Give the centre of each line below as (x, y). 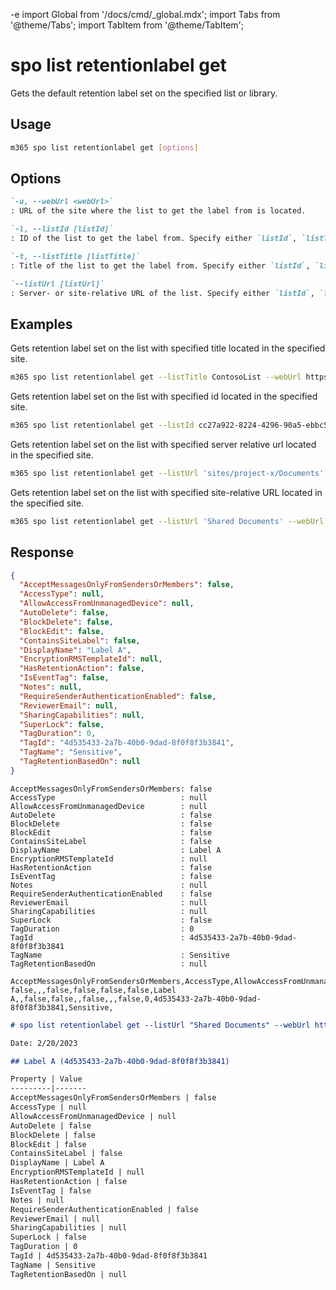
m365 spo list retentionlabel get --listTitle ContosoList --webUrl (156, 377)
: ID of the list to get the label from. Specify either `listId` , (154, 239)
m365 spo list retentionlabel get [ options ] (104, 147)
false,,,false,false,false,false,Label (93, 990)
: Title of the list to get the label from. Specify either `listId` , (160, 265)
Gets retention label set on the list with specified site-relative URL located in (166, 492)
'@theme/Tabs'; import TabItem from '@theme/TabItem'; (127, 25)
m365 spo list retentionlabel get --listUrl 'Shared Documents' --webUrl (167, 521)
